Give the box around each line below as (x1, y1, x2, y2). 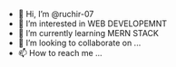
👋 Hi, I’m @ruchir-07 (17, 9, 94, 19)
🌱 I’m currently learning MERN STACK (17, 28, 159, 38)
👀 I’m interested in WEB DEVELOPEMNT (17, 18, 168, 29)
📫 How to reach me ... (17, 48, 103, 58)
